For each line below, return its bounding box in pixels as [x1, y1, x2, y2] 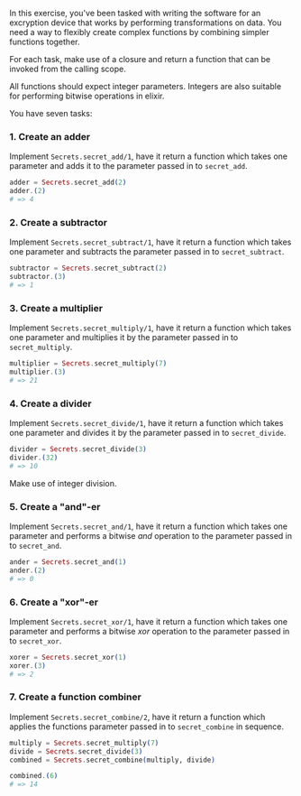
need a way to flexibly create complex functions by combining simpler [9, 27, 269, 37]
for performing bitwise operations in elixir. [9, 90, 165, 101]
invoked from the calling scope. [9, 63, 126, 74]
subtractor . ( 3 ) [9, 273, 67, 282]
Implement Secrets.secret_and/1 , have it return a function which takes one [9, 521, 288, 532]
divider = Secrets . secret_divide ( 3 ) [9, 445, 147, 454]
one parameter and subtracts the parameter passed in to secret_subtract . [9, 246, 285, 257]
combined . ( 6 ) [9, 772, 59, 781]
